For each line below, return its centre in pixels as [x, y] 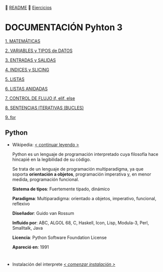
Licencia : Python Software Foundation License [59, 237]
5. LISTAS [15, 79]
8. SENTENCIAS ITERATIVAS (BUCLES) [45, 108]
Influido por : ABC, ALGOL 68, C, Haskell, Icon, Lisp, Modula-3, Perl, [81, 223]
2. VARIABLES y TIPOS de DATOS [39, 50]
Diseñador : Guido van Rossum [43, 213]
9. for [11, 117]
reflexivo [21, 204]
